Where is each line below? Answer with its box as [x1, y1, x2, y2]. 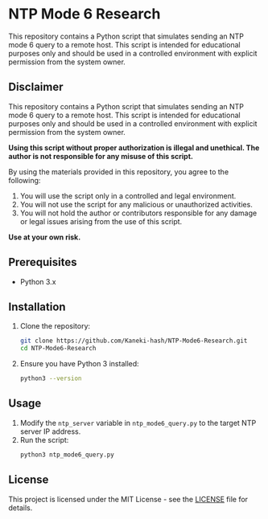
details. [8, 503, 33, 513]
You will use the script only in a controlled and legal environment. [19, 190, 237, 201]
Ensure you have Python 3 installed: [19, 359, 139, 369]
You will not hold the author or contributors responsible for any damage [19, 208, 258, 218]
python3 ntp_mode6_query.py [19, 451, 114, 459]
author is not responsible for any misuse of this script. [8, 151, 194, 161]
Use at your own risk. [8, 232, 81, 242]
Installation [8, 300, 66, 313]
